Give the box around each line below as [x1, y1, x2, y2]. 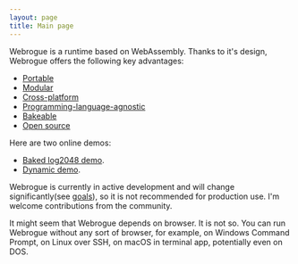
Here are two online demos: [9, 137, 112, 148]
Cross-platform [21, 91, 79, 103]
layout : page [9, 12, 58, 22]
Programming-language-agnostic [21, 101, 146, 111]
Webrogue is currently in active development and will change [9, 181, 235, 192]
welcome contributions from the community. [9, 200, 173, 210]
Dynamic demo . [21, 164, 81, 175]
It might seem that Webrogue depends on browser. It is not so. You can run [9, 218, 286, 228]
